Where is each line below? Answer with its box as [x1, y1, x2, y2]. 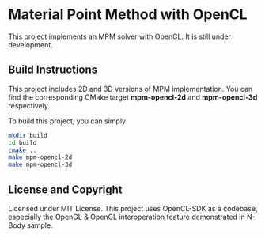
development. [8, 40, 53, 49]
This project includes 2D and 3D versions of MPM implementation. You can [8, 84, 253, 93]
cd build [8, 138, 37, 147]
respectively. [8, 100, 50, 110]
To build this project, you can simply [8, 116, 127, 126]
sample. [27, 220, 53, 230]
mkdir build [8, 131, 47, 139]
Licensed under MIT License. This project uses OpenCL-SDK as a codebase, [8, 203, 258, 213]
